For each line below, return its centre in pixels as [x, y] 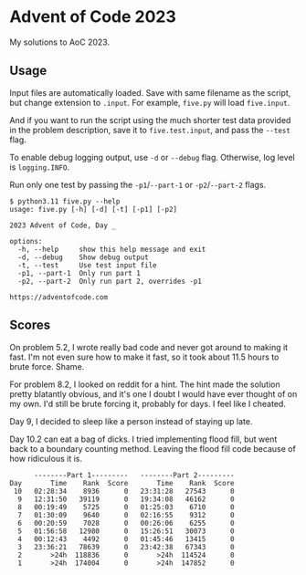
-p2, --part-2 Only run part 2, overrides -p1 [110, 281]
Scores [30, 325]
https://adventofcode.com [58, 297]
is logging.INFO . [40, 167]
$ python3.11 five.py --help [65, 201]
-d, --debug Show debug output [83, 257]
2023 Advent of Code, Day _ [63, 225]
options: [26, 241]
